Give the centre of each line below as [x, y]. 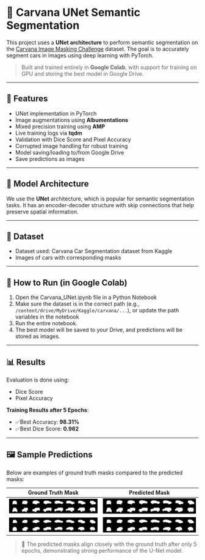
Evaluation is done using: [38, 380]
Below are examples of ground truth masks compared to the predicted [95, 473]
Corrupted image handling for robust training [71, 146]
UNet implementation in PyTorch [56, 113]
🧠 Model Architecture [48, 184]
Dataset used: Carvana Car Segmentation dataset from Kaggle [94, 251]
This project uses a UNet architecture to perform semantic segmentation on [102, 42]
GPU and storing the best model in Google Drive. [82, 73]
